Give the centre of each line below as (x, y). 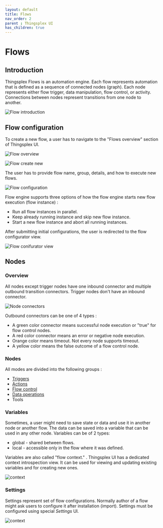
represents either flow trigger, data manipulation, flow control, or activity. (78, 92)
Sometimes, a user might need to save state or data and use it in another (78, 423)
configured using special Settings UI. (42, 511)
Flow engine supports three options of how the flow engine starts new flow (80, 197)
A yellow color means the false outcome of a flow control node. (76, 346)
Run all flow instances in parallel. (45, 211)
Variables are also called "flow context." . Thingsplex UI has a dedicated (77, 458)
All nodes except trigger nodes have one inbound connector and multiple (78, 286)
